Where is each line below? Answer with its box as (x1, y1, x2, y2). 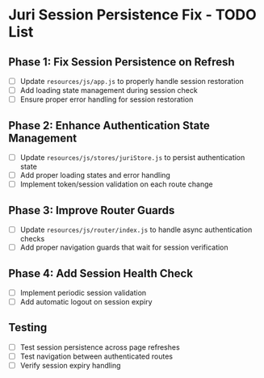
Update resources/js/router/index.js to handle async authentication (19, 225, 253, 234)
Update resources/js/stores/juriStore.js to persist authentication (19, 153, 245, 162)
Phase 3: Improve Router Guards (8, 204, 175, 217)
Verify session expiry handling (19, 361, 121, 370)
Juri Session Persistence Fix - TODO (8, 6, 257, 24)
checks (19, 234, 45, 244)
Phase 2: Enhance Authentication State (8, 119, 210, 132)
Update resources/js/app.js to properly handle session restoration (19, 77, 244, 86)
